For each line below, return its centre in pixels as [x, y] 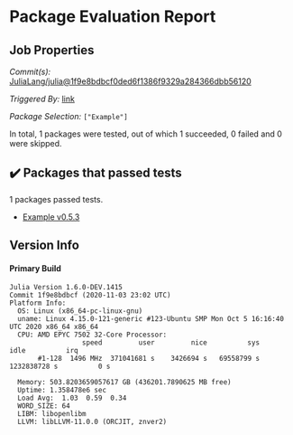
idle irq [44, 351]
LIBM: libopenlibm [52, 414]
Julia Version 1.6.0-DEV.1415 [66, 288]
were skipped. [36, 143]
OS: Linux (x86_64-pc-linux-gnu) [80, 311]
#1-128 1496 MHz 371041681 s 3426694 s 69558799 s [148, 359]
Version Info [44, 246]
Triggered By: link [42, 99]
